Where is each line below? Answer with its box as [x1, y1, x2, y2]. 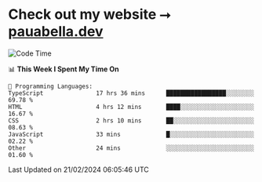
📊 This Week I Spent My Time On [8, 64, 119, 74]
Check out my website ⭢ [8, 5, 171, 24]
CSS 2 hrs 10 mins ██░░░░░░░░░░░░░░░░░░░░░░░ [8, 116, 255, 125]
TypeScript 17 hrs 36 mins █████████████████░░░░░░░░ [8, 89, 255, 97]
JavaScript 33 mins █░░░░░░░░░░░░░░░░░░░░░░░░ [8, 130, 255, 138]
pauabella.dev [8, 23, 104, 41]
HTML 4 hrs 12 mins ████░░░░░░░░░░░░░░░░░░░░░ [8, 103, 255, 111]
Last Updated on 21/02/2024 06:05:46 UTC [8, 165, 149, 174]
